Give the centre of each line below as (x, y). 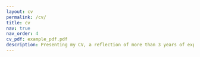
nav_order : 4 (22, 34)
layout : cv (20, 12)
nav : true (18, 28)
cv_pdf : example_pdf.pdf (37, 39)
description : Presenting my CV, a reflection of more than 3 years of (96, 45)
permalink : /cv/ (26, 17)
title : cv (18, 23)
